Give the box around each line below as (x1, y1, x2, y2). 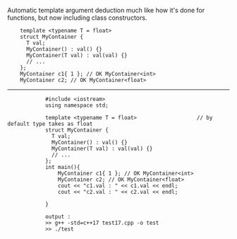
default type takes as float (7, 120, 93, 127)
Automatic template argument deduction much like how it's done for (7, 6, 205, 14)
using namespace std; (44, 102, 109, 109)
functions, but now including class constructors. (7, 13, 147, 22)
